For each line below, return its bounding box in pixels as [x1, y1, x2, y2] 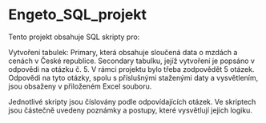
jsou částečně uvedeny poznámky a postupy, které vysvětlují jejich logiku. [8, 105, 252, 115]
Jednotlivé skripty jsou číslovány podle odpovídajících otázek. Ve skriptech [8, 97, 256, 106]
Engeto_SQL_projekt [8, 6, 147, 24]
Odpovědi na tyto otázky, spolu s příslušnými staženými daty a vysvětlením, [8, 73, 259, 82]
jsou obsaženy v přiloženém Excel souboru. [8, 81, 152, 91]
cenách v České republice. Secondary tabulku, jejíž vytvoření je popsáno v [8, 56, 255, 65]
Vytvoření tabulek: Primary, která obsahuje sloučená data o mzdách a [8, 47, 238, 57]
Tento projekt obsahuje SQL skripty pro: [8, 32, 140, 42]
